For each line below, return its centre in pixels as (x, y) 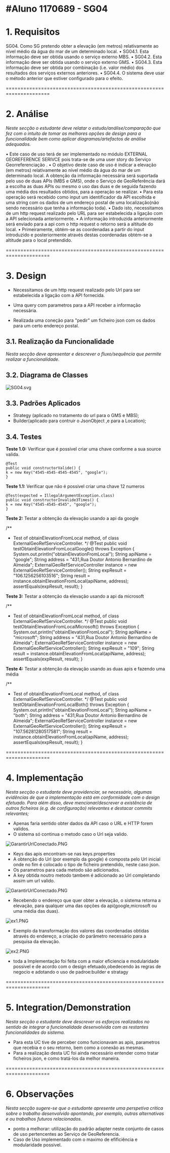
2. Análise (27, 114)
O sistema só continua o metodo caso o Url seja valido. (70, 834)
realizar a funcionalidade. (33, 359)
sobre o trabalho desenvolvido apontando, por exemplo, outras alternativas (85, 1113)
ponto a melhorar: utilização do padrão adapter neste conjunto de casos (88, 1129)
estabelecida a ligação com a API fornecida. (59, 295)
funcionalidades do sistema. (35, 1032)
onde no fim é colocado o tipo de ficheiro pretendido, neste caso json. (86, 865)
